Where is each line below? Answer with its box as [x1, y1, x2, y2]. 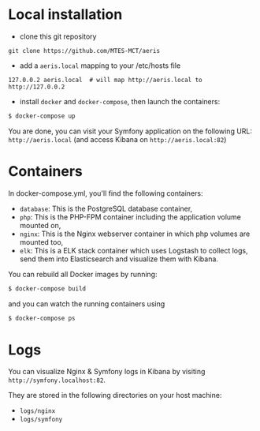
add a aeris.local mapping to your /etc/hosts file [19, 61, 181, 70]
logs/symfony [19, 416, 63, 424]
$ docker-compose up [8, 112, 76, 120]
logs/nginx [19, 407, 56, 415]
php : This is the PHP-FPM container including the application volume [19, 212, 242, 222]
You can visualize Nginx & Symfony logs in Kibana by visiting [8, 367, 206, 377]
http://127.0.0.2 [8, 83, 65, 91]
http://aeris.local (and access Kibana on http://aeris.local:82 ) [8, 134, 227, 144]
